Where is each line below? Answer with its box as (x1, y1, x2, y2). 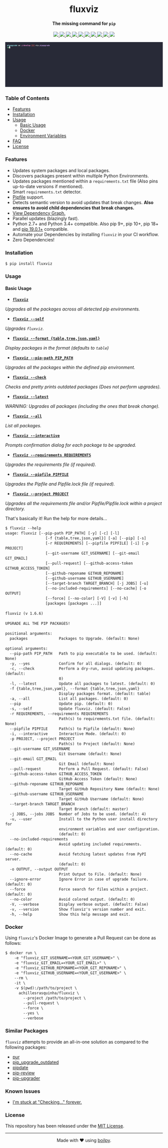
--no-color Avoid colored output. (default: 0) (9, 897, 135, 902)
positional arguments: (5, 631, 52, 636)
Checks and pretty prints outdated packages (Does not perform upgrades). (5, 384, 161, 390)
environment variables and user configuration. (58, 827, 160, 832)
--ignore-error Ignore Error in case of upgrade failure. (9, 877, 149, 882)
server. (5, 857, 21, 862)
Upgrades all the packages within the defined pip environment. (5, 365, 135, 371)
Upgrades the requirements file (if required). (5, 461, 96, 467)
